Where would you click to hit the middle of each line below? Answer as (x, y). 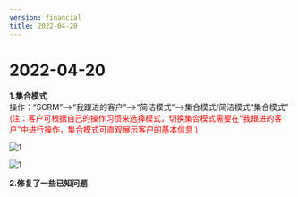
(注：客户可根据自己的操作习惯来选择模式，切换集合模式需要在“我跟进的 (142, 118)
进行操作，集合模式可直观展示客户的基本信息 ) (113, 130)
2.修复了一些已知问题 (48, 184)
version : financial (46, 17)
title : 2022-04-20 (43, 26)
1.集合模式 (28, 96)
